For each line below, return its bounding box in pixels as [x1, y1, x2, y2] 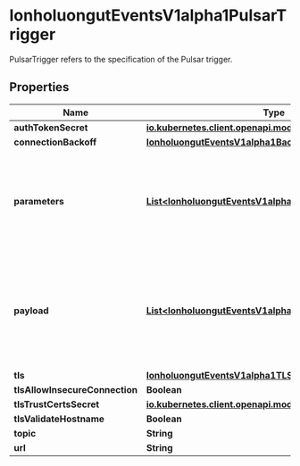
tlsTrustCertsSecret [13, 398, 100, 411]
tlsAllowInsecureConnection [13, 383, 138, 395]
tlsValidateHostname [13, 412, 105, 425]
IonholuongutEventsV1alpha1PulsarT [9, 5, 287, 26]
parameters [13, 195, 64, 207]
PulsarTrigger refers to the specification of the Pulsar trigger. [9, 54, 233, 64]
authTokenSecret [13, 121, 88, 134]
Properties [9, 79, 70, 95]
